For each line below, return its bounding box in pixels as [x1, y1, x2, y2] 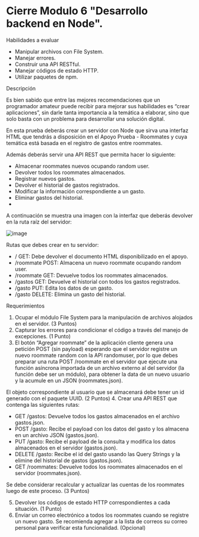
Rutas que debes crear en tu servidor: [6, 241, 99, 248]
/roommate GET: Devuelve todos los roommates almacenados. [14, 272, 168, 279]
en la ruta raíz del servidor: [6, 218, 72, 225]
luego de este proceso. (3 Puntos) [6, 487, 90, 494]
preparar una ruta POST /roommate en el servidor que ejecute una [14, 358, 178, 365]
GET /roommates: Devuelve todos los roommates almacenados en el [14, 463, 183, 470]
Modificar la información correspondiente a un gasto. [14, 187, 146, 194]
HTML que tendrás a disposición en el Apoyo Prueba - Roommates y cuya [6, 133, 188, 140]
